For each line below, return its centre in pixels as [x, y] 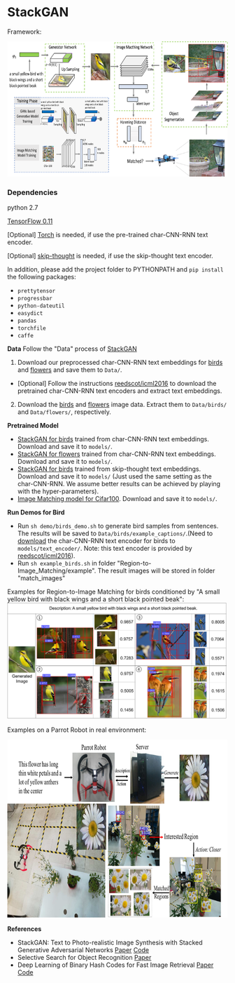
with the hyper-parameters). [58, 491]
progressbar [35, 299]
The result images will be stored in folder [156, 571]
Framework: [24, 32]
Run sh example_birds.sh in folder [66, 563]
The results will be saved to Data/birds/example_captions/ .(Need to [115, 533]
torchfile [32, 328]
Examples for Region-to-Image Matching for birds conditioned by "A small [114, 592]
